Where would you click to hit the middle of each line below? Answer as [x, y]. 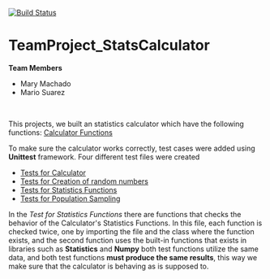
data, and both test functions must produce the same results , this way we [133, 257]
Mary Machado [45, 83]
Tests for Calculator [53, 172]
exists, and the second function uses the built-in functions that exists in [128, 240]
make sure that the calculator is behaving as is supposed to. [109, 266]
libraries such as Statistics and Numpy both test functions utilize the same [134, 249]
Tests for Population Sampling [70, 198]
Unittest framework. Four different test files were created [104, 157]
